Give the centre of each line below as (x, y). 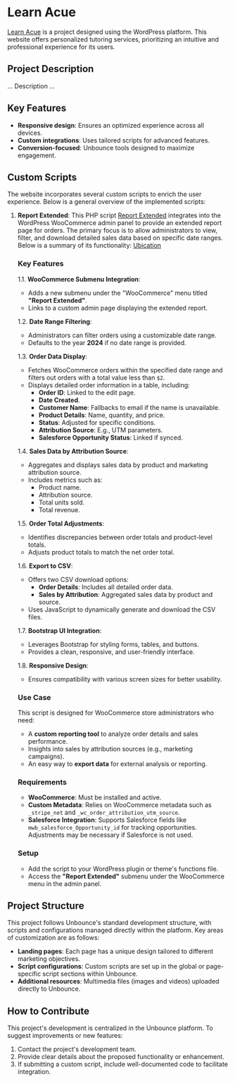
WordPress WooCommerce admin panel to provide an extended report (120, 223)
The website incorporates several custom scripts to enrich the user (104, 194)
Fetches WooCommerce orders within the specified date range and (125, 370)
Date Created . (59, 400)
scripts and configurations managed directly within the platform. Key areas (115, 930)
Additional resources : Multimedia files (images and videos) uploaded (118, 981)
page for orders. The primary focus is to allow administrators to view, (118, 231)
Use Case (34, 697)
